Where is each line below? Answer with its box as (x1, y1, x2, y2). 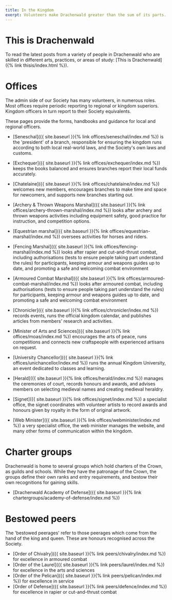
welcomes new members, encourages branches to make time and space (12, 186, 167, 193)
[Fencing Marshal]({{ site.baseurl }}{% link (12, 244, 103, 250)
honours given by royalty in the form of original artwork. (12, 407, 131, 413)
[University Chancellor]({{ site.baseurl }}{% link (12, 354, 113, 360)
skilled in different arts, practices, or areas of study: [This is (5, 57, 131, 63)
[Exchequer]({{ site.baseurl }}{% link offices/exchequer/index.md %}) (12, 160, 161, 166)
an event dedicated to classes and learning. (12, 366, 105, 372)
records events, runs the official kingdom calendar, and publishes (12, 313, 151, 319)
